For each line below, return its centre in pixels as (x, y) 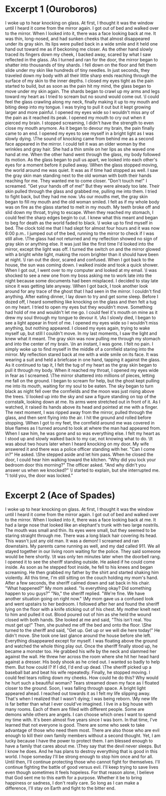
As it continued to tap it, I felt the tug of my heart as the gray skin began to (81, 365)
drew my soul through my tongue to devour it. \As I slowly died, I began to (81, 318)
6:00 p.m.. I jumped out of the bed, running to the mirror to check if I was (80, 233)
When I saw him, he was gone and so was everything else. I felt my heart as (83, 433)
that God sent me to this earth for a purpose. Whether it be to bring (74, 777)
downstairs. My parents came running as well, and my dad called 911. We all (83, 546)
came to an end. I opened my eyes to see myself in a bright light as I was (80, 133)
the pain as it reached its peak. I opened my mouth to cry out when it (75, 117)
